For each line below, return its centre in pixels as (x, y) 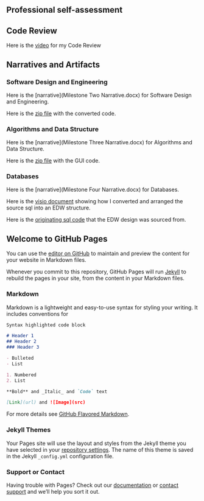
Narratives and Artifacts (53, 64)
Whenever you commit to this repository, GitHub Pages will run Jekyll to (97, 272)
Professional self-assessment (65, 10)
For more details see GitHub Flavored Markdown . (68, 414)
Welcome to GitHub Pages (57, 239)
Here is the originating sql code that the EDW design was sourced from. (96, 220)
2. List (16, 380)
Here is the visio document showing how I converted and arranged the (95, 201)
